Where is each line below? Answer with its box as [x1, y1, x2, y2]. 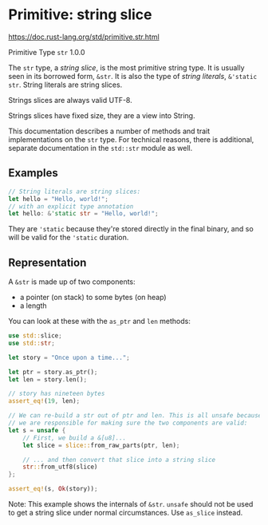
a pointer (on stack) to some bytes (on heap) [19, 293, 167, 302]
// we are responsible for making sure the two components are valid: [8, 419, 248, 428]
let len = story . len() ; [8, 375, 88, 384]
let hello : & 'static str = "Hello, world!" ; [8, 210, 159, 218]
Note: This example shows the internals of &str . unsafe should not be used [8, 499, 254, 509]
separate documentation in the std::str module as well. [8, 143, 193, 152]
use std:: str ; [8, 339, 56, 347]
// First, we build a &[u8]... [22, 433, 127, 442]
